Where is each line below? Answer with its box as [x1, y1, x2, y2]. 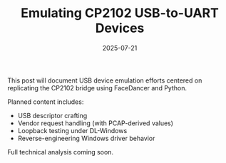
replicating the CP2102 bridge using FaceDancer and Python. [7, 83, 188, 92]
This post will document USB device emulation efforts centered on [7, 76, 202, 85]
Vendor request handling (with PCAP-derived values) [17, 119, 173, 127]
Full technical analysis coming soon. [7, 147, 114, 156]
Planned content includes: [7, 98, 84, 106]
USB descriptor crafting [17, 111, 88, 120]
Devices [95, 20, 145, 36]
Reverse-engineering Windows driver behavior [17, 134, 155, 142]
